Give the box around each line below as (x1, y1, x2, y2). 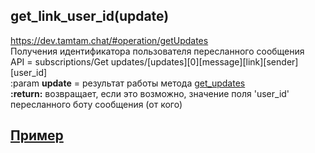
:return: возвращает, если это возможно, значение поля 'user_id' (10, 87, 290, 99)
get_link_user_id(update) (10, 8, 170, 25)
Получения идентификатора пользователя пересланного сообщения (10, 45, 305, 57)
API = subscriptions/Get (10, 55, 109, 68)
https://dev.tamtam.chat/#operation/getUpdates (10, 34, 209, 46)
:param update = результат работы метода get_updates (10, 77, 246, 89)
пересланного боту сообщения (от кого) (10, 98, 183, 110)
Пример (10, 127, 64, 144)
